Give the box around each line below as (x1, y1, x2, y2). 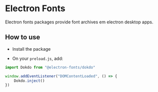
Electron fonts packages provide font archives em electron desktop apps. (5, 19, 154, 25)
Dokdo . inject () (14, 78, 45, 83)
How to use (5, 33, 40, 41)
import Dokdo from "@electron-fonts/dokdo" (5, 65, 96, 70)
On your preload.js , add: (12, 55, 63, 61)
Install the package (12, 46, 51, 52)
